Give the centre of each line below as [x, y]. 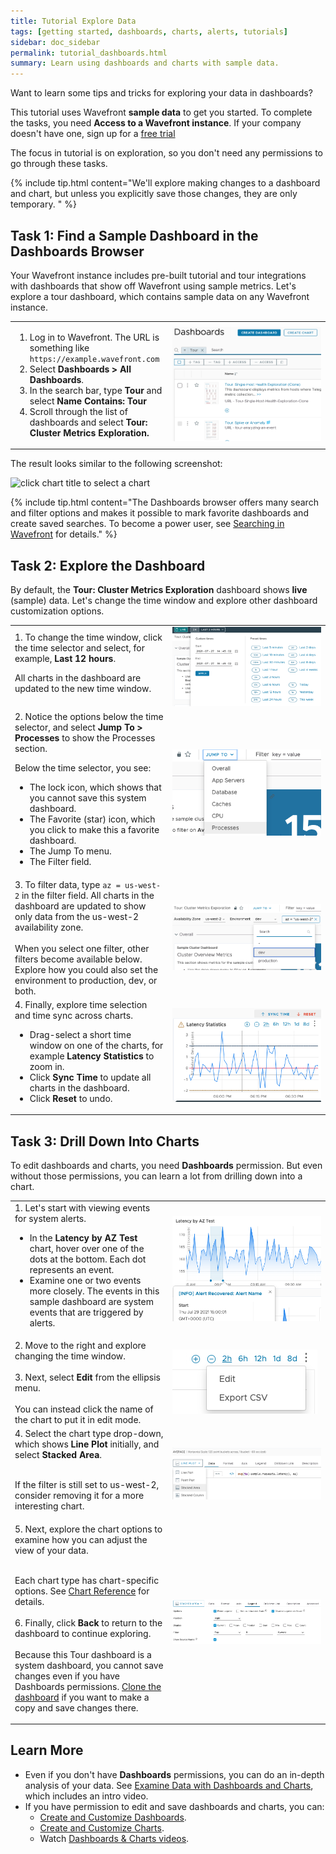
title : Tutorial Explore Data [73, 21]
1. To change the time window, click [88, 637]
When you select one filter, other [82, 948]
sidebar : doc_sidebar [55, 42]
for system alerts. [50, 1218]
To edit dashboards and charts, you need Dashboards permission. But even [166, 1166]
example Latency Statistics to [92, 1056]
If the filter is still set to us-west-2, [87, 1485]
